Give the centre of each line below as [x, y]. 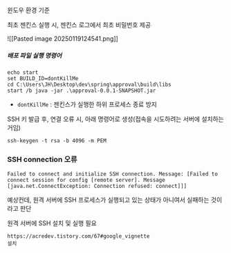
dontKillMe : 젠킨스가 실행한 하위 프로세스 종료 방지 [87, 104]
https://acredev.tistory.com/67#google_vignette [78, 236]
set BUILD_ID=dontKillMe [43, 78]
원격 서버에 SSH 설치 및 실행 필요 [52, 223]
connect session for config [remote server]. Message [86, 180]
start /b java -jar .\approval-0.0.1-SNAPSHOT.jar [82, 91]
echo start [23, 72]
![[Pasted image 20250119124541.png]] [63, 39]
